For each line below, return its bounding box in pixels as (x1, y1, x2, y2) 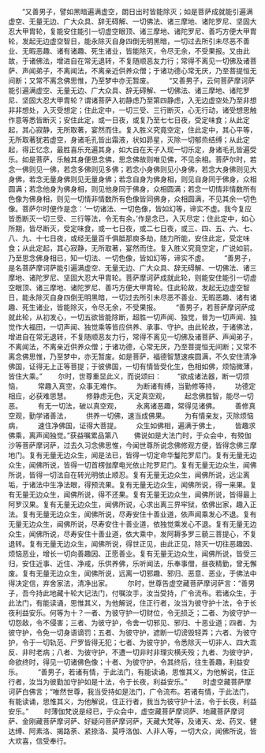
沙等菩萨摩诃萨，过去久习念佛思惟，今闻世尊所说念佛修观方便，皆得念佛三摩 (8, 441, 257, 449)
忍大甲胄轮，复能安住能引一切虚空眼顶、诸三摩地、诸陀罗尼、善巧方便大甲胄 (8, 27, 257, 35)
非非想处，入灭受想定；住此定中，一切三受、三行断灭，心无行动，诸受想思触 (8, 106, 257, 114)
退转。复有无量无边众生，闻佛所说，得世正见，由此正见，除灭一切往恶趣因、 (8, 539, 257, 548)
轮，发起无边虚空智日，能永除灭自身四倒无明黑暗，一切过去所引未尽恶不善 (8, 36, 250, 46)
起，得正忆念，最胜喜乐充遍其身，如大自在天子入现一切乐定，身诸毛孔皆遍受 (8, 145, 257, 154)
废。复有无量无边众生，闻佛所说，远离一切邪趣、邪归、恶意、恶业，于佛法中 (8, 568, 257, 578)
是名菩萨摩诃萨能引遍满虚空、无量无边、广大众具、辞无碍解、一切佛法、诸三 (8, 263, 257, 272)
